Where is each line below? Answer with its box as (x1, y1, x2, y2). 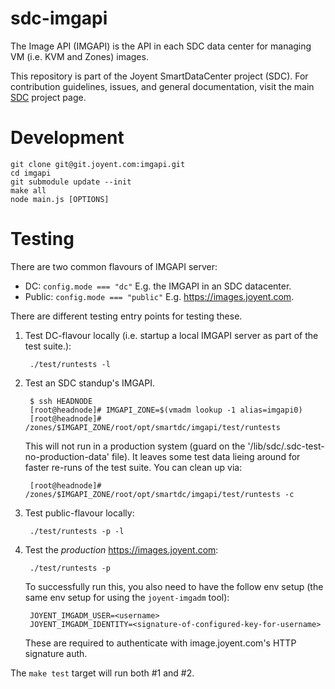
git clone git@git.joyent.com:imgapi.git (10, 159, 186, 169)
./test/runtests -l (29, 359, 111, 369)
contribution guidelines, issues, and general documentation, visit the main (10, 80, 315, 92)
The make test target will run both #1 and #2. (10, 667, 195, 679)
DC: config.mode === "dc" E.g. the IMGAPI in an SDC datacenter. (24, 280, 292, 292)
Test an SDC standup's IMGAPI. (24, 377, 155, 389)
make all (10, 185, 47, 196)
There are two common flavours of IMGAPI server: (10, 260, 218, 272)
